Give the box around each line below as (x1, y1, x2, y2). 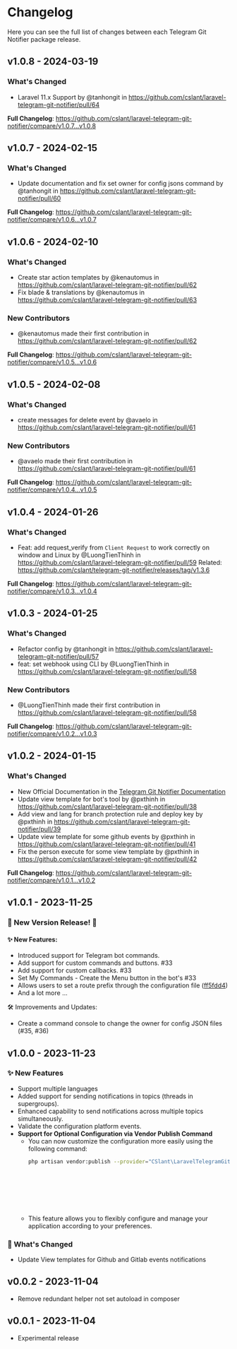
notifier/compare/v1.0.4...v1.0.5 (7, 485, 97, 494)
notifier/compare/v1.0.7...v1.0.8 (7, 121, 97, 130)
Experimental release (17, 1333, 80, 1342)
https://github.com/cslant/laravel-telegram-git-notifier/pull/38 (17, 802, 197, 811)
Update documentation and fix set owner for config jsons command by (17, 179, 224, 188)
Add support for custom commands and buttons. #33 (17, 958, 173, 968)
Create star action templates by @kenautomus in (17, 273, 159, 281)
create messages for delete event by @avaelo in (17, 415, 158, 424)
